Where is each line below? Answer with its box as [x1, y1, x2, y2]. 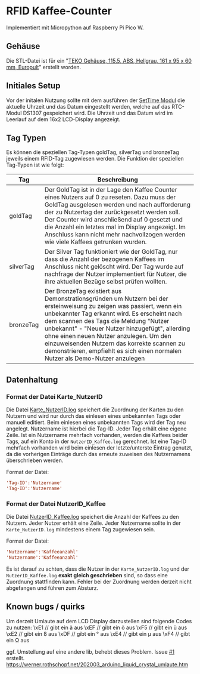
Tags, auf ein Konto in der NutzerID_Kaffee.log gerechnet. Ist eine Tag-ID [6, 438, 187, 445]
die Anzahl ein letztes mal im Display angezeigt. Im [44, 223, 186, 231]
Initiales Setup [6, 81, 61, 91]
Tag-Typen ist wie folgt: [6, 161, 64, 168]
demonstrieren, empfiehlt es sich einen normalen [44, 347, 182, 355]
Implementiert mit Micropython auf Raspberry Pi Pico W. [6, 24, 144, 31]
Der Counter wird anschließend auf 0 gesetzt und [44, 216, 183, 224]
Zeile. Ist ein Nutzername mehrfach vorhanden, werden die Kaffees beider [6, 432, 189, 439]
